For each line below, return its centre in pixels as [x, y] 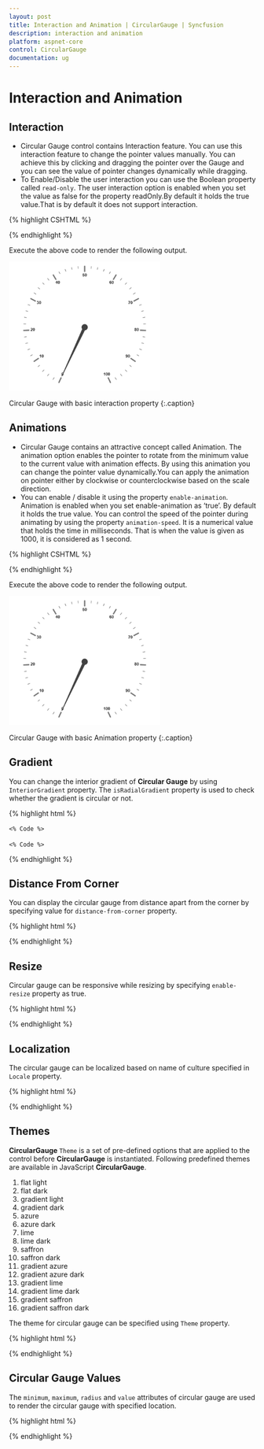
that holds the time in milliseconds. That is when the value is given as [132, 530]
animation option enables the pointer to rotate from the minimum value [134, 455]
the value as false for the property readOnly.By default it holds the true [135, 196]
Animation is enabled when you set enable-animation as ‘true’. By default [138, 505]
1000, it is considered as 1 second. [76, 538]
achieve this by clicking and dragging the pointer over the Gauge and [132, 163]
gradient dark [42, 1207]
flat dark [34, 1190]
